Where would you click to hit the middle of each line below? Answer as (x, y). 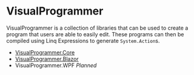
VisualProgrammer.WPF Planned (56, 65)
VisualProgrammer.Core (45, 52)
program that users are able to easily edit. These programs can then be (95, 34)
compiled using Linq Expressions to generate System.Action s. (83, 41)
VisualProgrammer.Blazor (47, 59)
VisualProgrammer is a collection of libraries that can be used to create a (97, 28)
